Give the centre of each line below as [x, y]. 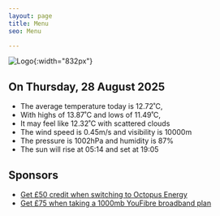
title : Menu [28, 24]
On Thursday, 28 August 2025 [87, 86]
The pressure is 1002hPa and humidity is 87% [97, 141]
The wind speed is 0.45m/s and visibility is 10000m [106, 132]
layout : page [30, 16]
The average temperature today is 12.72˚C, [91, 106]
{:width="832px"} [63, 61]
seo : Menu [25, 31]
